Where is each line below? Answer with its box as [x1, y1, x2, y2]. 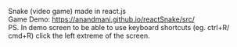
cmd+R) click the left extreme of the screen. [8, 31, 150, 40]
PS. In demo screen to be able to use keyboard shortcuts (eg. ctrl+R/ [8, 23, 230, 32]
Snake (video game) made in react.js [8, 7, 127, 15]
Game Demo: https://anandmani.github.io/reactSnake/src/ [8, 15, 196, 24]
